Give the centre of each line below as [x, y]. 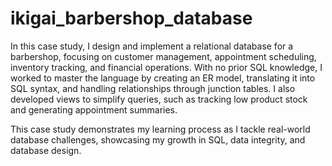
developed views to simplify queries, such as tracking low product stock [159, 99]
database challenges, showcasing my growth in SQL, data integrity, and [158, 139]
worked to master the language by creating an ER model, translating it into [163, 78]
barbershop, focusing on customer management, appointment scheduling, [163, 56]
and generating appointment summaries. [94, 109]
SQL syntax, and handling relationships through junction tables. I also [153, 88]
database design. [46, 150]
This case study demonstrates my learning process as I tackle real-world [160, 129]
